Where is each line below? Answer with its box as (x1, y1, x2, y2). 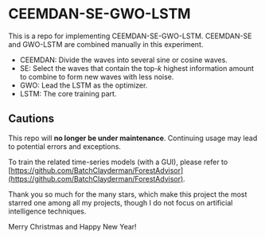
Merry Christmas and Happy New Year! (8, 221, 137, 231)
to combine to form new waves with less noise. (19, 72, 174, 81)
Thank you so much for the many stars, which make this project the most (8, 189, 247, 199)
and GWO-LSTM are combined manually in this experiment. (8, 39, 204, 49)
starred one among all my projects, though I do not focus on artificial (8, 198, 233, 207)
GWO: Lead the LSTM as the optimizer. (19, 80, 148, 90)
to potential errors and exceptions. (8, 141, 122, 151)
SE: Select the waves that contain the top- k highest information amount (19, 63, 255, 72)
